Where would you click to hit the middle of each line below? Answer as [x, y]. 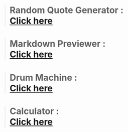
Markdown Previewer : [57, 44]
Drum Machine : [43, 78]
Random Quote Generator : [67, 10]
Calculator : [34, 111]
